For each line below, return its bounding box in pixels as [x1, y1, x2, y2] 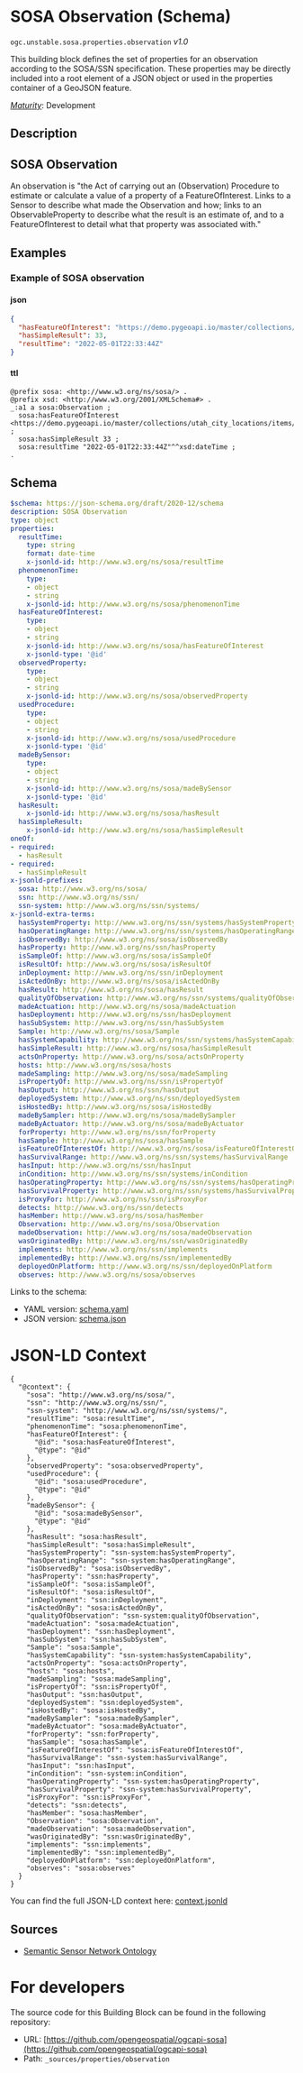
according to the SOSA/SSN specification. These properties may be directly [10, 63, 291, 74]
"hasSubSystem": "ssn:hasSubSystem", [26, 1635, 168, 1645]
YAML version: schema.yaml [22, 1304, 129, 1315]
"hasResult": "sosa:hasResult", [26, 1533, 147, 1542]
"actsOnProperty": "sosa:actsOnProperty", [26, 1659, 188, 1668]
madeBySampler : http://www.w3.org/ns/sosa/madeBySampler [18, 1111, 236, 1120]
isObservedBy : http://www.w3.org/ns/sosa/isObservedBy [18, 935, 228, 944]
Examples [10, 245, 67, 261]
